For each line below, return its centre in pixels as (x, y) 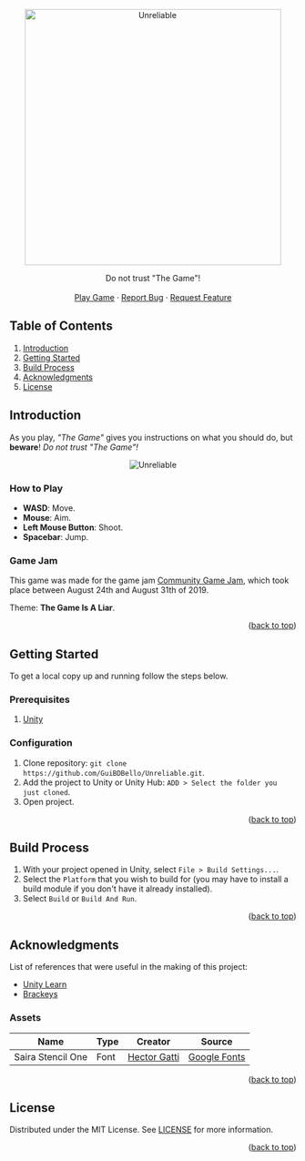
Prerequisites (40, 699)
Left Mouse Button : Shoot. (73, 527)
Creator (153, 1041)
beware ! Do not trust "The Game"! (74, 447)
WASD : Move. (49, 508)
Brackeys (40, 994)
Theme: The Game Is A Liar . (62, 608)
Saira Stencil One (51, 1056)
